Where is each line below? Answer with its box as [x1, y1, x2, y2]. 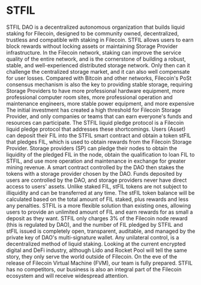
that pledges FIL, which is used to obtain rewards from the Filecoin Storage [6, 138, 192, 145]
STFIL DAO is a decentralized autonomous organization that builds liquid [6, 23, 185, 31]
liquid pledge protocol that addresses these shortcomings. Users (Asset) [6, 125, 186, 133]
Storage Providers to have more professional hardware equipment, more [6, 87, 185, 94]
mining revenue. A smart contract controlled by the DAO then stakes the [6, 163, 184, 171]
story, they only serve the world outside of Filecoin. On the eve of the [6, 253, 178, 260]
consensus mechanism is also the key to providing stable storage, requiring [6, 80, 193, 88]
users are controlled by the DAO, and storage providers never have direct [6, 176, 187, 184]
